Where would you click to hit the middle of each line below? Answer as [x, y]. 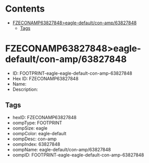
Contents [25, 9]
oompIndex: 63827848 [36, 144]
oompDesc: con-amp [34, 139]
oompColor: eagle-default [39, 133]
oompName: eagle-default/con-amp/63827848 [62, 149]
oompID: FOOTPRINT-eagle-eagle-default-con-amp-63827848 [78, 155]
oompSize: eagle [30, 128]
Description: [25, 89]
